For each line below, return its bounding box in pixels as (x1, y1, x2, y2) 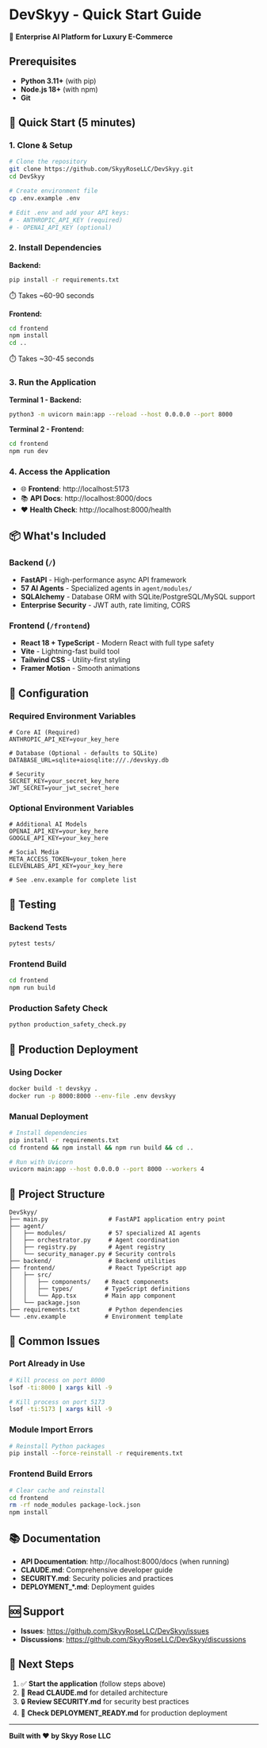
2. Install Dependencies (9, 242, 102, 254)
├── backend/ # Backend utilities (9, 1258, 177, 1265)
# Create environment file (9, 187, 98, 196)
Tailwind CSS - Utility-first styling (20, 655, 131, 665)
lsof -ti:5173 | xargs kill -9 (9, 1405, 113, 1413)
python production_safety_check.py (9, 1021, 127, 1029)
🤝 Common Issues (9, 1334, 101, 1348)
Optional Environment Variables (9, 803, 134, 814)
